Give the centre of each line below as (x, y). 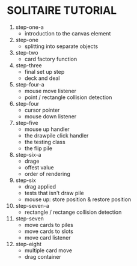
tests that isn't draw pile (54, 193)
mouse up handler (47, 129)
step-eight (28, 244)
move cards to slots (49, 231)
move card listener (47, 237)
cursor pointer (42, 110)
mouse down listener (50, 116)
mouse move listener (50, 91)
